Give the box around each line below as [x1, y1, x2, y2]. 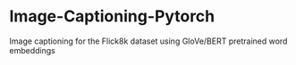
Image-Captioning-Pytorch [9, 6, 216, 27]
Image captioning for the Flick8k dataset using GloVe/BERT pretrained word [9, 36, 288, 46]
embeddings [9, 45, 55, 55]
